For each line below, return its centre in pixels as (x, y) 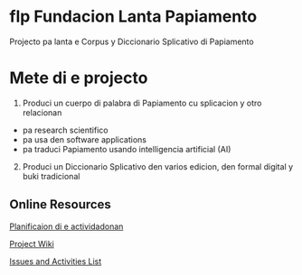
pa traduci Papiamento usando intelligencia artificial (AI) (127, 149)
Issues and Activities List (56, 261)
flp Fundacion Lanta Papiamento (133, 17)
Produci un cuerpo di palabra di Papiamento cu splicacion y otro (142, 103)
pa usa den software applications (85, 139)
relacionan (42, 112)
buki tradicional (51, 176)
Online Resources (60, 205)
